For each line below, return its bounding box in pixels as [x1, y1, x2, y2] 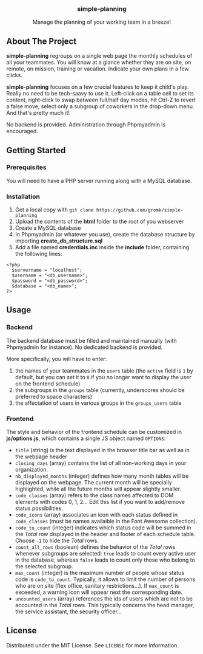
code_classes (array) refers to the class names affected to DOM [15, 492, 174, 499]
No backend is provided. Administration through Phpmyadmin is [6, 121, 166, 128]
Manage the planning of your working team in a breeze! [32, 18, 171, 26]
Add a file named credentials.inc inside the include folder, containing [15, 244, 190, 251]
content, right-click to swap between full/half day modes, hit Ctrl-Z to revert [6, 96, 196, 104]
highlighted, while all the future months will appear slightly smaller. [15, 485, 182, 493]
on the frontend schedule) [15, 380, 81, 387]
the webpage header [15, 453, 68, 460]
